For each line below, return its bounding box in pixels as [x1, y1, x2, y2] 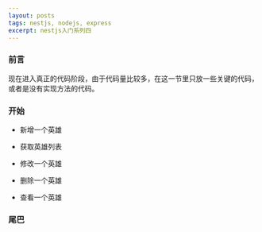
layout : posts [8, 11, 56, 20]
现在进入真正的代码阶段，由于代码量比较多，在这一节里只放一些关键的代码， [8, 73, 259, 83]
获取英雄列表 [19, 141, 62, 151]
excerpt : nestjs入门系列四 [8, 26, 91, 34]
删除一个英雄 [19, 176, 62, 185]
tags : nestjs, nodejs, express [8, 19, 112, 27]
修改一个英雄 [19, 158, 62, 168]
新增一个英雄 [19, 125, 62, 134]
